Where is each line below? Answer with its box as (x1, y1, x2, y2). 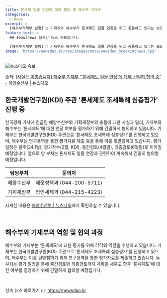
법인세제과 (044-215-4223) (35, 189, 103, 196)
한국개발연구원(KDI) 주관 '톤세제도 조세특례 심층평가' (5, 96, 158, 105)
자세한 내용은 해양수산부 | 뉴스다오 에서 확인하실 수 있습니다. (5, 202, 121, 208)
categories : (5, 12, 30, 17)
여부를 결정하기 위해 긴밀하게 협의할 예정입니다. (10, 267, 102, 273)
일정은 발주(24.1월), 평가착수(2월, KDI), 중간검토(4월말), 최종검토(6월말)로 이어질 (5, 144, 162, 150)
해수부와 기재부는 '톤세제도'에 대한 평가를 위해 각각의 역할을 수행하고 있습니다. (5, 242, 157, 248)
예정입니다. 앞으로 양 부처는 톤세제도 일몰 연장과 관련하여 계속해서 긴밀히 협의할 (5, 150, 159, 156)
